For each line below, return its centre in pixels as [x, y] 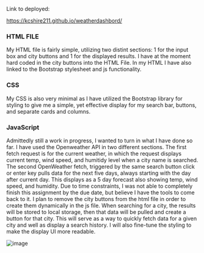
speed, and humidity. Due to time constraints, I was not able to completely [100, 186]
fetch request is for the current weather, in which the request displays [94, 153]
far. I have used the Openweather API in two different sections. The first [97, 147]
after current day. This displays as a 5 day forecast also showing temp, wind [102, 179]
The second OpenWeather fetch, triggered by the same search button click [101, 166]
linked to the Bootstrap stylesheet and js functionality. [74, 69]
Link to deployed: [28, 9]
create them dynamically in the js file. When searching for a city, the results [101, 205]
